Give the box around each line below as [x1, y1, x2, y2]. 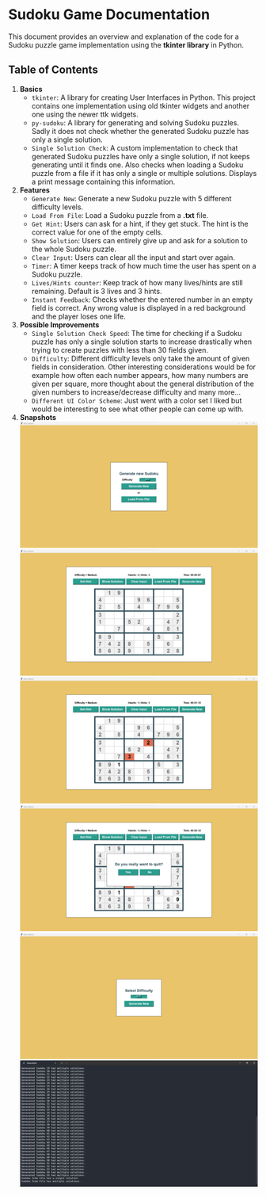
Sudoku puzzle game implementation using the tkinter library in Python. [8, 40, 244, 49]
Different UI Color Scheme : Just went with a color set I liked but [31, 395, 242, 405]
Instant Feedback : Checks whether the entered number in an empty [31, 295, 253, 304]
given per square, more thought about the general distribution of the [31, 379, 255, 388]
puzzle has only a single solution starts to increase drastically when [31, 337, 252, 346]
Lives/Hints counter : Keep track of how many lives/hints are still [31, 277, 243, 287]
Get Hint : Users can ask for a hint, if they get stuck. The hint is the [31, 219, 249, 228]
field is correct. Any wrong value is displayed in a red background [31, 303, 246, 312]
